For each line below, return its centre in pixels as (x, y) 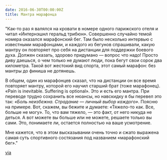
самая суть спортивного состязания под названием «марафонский (77, 138)
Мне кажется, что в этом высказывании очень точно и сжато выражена (82, 132)
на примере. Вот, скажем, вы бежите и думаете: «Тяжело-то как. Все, (80, 107)
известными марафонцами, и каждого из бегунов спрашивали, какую (80, 44)
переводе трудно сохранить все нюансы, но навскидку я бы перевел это (83, 96)
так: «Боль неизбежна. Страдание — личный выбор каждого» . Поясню (82, 101)
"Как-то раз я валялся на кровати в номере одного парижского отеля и (82, 28)
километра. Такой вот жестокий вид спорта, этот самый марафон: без (81, 66)
